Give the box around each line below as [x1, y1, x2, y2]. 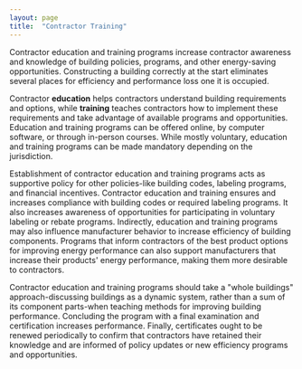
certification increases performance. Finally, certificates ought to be [9, 320, 263, 331]
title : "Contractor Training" [9, 22, 127, 31]
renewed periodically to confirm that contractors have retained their [9, 329, 262, 340]
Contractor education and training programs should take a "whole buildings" [9, 281, 294, 292]
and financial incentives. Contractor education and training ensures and [9, 187, 277, 198]
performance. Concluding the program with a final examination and [9, 310, 260, 321]
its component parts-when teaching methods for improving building [9, 300, 262, 312]
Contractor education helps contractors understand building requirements [9, 92, 287, 104]
